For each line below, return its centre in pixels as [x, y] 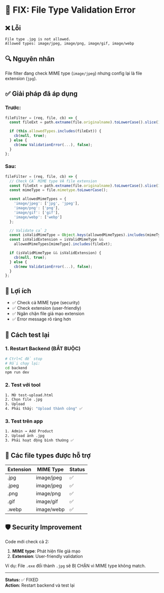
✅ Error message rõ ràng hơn [42, 319]
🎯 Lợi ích [18, 291]
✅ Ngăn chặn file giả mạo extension [48, 314]
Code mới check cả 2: [27, 541]
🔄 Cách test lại [27, 335]
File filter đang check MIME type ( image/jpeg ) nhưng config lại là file [74, 73]
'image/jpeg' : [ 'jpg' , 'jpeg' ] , [47, 204]
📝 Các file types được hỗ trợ [48, 455]
